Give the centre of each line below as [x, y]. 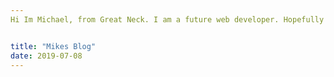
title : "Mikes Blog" [53, 46]
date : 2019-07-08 [46, 56]
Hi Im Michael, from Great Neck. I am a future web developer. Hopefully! [169, 19]
